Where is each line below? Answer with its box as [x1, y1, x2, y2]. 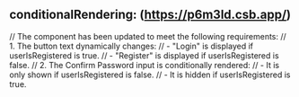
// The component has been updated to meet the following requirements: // [9, 31, 287, 41]
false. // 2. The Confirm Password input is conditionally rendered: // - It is [9, 59, 280, 70]
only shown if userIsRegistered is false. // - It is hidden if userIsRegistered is [9, 69, 291, 80]
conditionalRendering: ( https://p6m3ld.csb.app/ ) [9, 7, 292, 22]
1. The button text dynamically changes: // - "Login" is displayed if [9, 40, 254, 51]
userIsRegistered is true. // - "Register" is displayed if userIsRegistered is [9, 49, 280, 61]
